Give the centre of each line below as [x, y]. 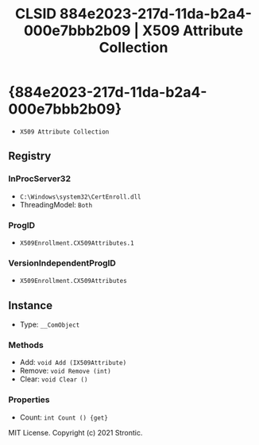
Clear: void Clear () [54, 379]
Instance [31, 306]
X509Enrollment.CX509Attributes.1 [77, 243]
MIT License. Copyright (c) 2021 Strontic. [75, 432]
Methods [26, 345]
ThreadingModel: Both [56, 204]
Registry [30, 156]
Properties [29, 400]
